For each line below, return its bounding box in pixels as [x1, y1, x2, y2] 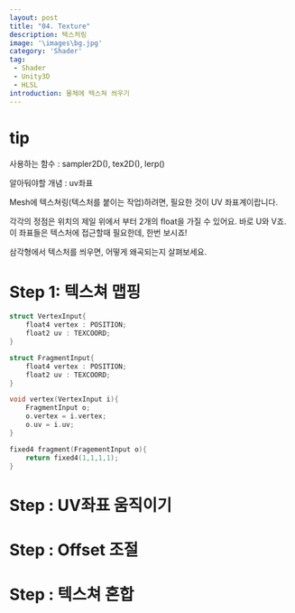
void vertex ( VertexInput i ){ [9, 395, 119, 404]
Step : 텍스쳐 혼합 [9, 584, 134, 605]
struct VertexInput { [9, 312, 88, 321]
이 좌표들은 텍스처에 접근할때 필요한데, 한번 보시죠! [9, 228, 188, 238]
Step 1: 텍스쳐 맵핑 [9, 282, 142, 302]
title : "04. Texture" [9, 22, 91, 31]
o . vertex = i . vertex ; [25, 412, 106, 421]
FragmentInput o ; [25, 404, 91, 413]
